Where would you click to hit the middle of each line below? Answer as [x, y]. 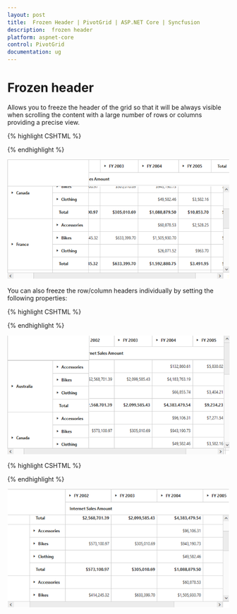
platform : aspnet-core [41, 37]
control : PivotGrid [36, 45]
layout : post [26, 15]
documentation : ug [34, 52]
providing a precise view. [43, 122]
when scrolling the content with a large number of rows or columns [105, 115]
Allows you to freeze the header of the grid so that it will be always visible [114, 107]
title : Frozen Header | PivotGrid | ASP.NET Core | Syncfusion [104, 22]
